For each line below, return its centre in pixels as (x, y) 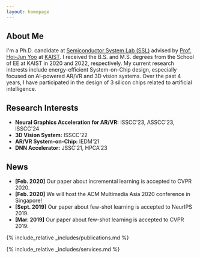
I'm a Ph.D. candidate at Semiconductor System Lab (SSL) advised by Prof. (99, 51)
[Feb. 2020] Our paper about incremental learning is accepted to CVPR (103, 182)
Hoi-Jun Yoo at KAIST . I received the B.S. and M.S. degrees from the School (100, 57)
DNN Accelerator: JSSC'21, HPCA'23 (61, 148)
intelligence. (21, 89)
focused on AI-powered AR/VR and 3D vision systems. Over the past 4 (94, 76)
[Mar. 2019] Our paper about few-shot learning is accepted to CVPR (99, 220)
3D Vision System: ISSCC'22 (51, 135)
